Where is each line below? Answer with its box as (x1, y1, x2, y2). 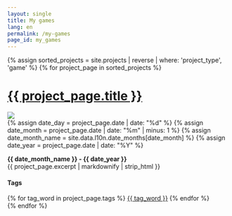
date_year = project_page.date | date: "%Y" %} (7, 141, 144, 150)
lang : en (7, 23, 33, 30)
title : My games (7, 17, 55, 24)
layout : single (7, 10, 52, 18)
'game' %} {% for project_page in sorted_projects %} (7, 64, 162, 72)
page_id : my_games (7, 37, 61, 44)
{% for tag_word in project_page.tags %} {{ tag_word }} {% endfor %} (7, 194, 210, 203)
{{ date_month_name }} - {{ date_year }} (7, 155, 127, 163)
